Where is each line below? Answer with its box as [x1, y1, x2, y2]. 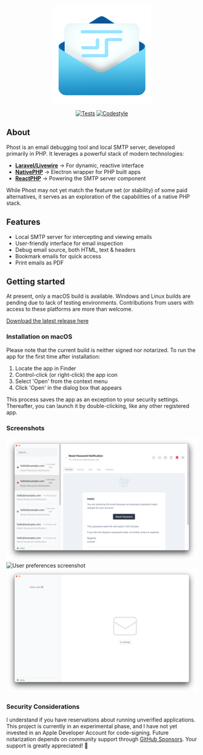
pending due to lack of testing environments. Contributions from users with [6, 299, 194, 306]
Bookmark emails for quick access [15, 252, 102, 260]
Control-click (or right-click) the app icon [15, 371, 118, 378]
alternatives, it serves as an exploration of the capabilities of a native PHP [6, 193, 190, 200]
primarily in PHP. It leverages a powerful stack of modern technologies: [6, 150, 184, 157]
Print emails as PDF [15, 259, 64, 266]
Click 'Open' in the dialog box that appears [15, 384, 122, 391]
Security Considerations [6, 702, 80, 711]
